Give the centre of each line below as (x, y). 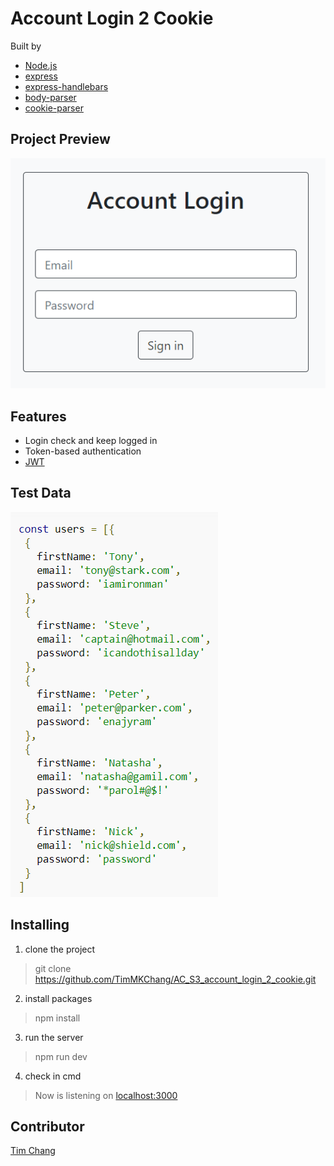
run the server (54, 1037)
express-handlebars (66, 86)
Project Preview (60, 139)
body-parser (50, 97)
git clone (53, 968)
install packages (58, 998)
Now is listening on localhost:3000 (106, 1095)
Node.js (41, 65)
